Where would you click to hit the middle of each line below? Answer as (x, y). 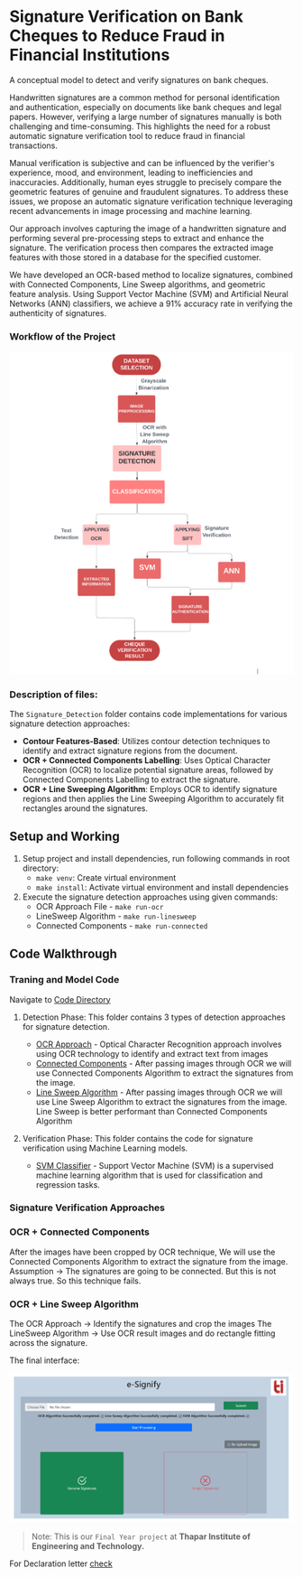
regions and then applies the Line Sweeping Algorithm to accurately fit (153, 799)
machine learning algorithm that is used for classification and (149, 1175)
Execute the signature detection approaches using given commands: (150, 897)
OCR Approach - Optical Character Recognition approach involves (159, 1044)
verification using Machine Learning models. (105, 1148)
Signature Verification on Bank (126, 17)
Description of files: (54, 695)
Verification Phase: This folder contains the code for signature (138, 1138)
